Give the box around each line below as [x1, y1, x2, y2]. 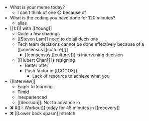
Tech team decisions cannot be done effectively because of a [17, 41, 145, 47]
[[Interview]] [9, 78, 36, 84]
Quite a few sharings [17, 31, 60, 36]
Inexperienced [17, 94, 47, 100]
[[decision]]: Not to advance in [17, 100, 80, 105]
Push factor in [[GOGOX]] [24, 68, 77, 74]
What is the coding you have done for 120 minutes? [9, 15, 116, 20]
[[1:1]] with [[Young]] [9, 25, 52, 31]
